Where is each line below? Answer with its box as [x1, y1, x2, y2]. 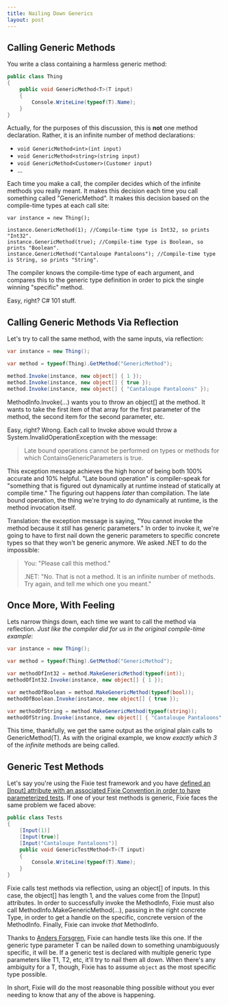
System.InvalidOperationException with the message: [7, 433, 157, 441]
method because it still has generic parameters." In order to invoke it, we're [7, 524, 219, 532]
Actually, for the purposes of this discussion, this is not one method [7, 124, 199, 132]
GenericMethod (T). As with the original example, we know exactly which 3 [7, 734, 217, 742]
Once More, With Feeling [7, 599, 115, 611]
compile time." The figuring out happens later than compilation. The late [7, 488, 210, 497]
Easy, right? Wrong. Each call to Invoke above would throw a [7, 426, 177, 434]
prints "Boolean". [7, 245, 60, 252]
